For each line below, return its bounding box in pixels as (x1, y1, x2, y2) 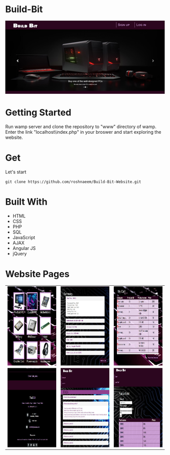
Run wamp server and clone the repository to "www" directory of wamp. (5, 124, 157, 130)
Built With (5, 196, 48, 208)
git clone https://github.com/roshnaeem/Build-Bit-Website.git (5, 179, 142, 184)
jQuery (12, 251, 27, 257)
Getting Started (5, 107, 72, 119)
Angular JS (12, 245, 36, 251)
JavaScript (12, 235, 35, 241)
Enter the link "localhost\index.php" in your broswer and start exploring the (5, 129, 161, 135)
